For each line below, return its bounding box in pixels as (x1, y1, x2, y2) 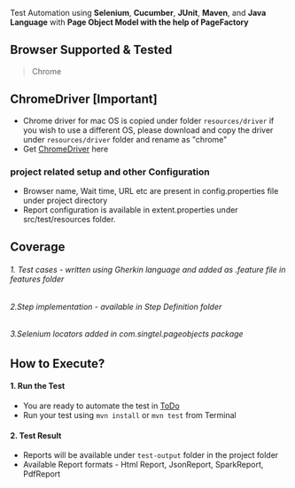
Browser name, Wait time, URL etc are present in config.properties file (22, 185, 279, 196)
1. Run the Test (10, 381, 66, 391)
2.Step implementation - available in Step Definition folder (10, 301, 222, 312)
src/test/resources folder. (22, 213, 116, 224)
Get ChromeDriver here (22, 143, 109, 154)
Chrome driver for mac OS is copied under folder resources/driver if (22, 115, 275, 126)
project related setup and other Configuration (10, 166, 211, 178)
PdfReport (22, 469, 61, 479)
